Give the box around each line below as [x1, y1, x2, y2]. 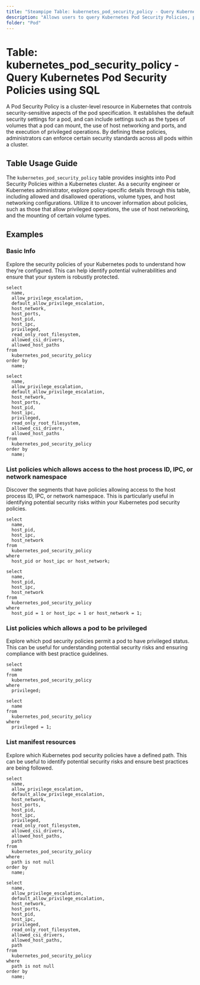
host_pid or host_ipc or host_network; [11, 558, 111, 564]
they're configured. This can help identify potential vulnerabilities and [6, 267, 177, 274]
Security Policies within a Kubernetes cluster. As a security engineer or [6, 180, 180, 187]
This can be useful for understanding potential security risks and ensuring [6, 644, 188, 651]
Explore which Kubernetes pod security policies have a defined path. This [6, 751, 187, 759]
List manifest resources [6, 738, 76, 746]
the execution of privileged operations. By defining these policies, [6, 129, 168, 136]
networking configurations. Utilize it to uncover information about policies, [6, 199, 188, 207]
